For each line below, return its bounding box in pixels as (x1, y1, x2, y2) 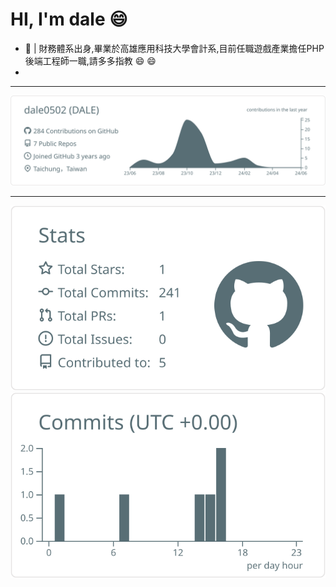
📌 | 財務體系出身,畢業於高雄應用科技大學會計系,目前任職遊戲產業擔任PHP (24, 42, 325, 54)
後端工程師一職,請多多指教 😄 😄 (24, 54, 157, 67)
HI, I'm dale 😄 (10, 8, 128, 31)
